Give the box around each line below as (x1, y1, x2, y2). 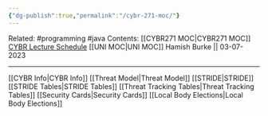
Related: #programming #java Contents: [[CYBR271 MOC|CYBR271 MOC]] (8, 33, 251, 43)
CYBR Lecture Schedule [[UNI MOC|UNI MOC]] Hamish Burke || (8, 41, 219, 52)
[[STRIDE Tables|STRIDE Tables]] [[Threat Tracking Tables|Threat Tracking (8, 81, 255, 91)
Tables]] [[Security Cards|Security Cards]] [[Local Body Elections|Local (8, 90, 243, 99)
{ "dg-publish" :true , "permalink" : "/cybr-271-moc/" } (8, 11, 180, 20)
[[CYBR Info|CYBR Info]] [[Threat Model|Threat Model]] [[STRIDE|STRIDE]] (8, 73, 254, 83)
